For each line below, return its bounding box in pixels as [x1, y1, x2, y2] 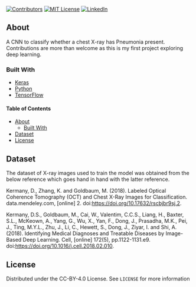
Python [14, 85, 32, 93]
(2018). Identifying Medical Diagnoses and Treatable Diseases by [6, 230, 165, 237]
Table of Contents [6, 105, 51, 112]
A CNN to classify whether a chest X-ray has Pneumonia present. [6, 38, 165, 45]
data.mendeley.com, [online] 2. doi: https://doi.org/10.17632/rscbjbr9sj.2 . [6, 200, 182, 207]
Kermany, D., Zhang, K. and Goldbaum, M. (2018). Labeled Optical [6, 187, 166, 194]
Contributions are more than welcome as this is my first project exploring [6, 44, 183, 51]
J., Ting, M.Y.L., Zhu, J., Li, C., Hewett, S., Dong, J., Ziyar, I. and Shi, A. [6, 224, 177, 231]
